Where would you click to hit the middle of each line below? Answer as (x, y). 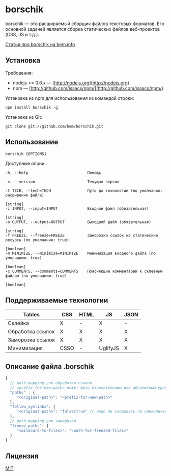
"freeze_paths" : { (30, 426)
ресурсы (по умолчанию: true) (37, 240)
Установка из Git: (24, 117)
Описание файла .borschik (50, 366)
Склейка (19, 323)
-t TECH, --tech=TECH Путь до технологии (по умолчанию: (84, 190)
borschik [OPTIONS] (26, 154)
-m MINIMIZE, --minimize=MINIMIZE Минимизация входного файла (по (81, 253)
